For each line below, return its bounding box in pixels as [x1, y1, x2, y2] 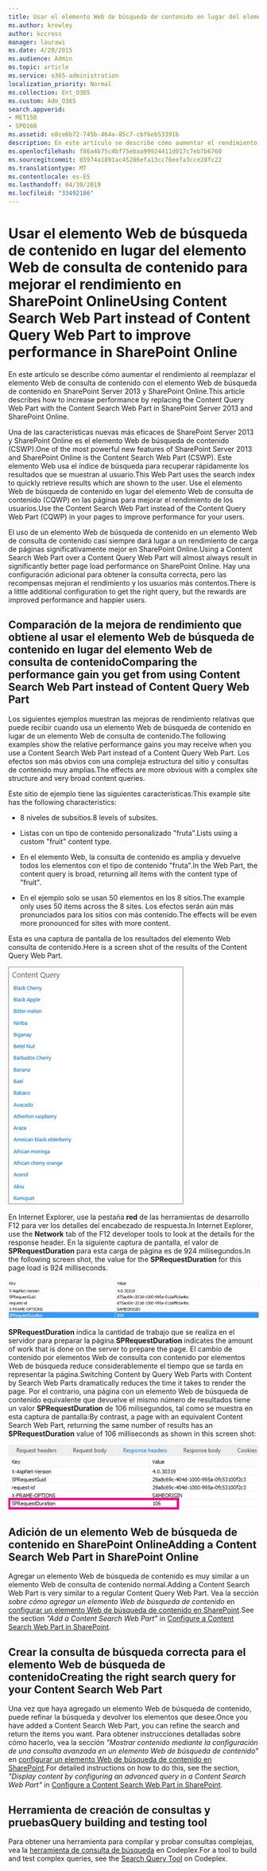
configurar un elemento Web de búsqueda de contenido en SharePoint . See [8, 1606, 254, 1615]
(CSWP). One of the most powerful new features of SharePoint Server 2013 [8, 444, 253, 453]
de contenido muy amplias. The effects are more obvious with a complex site [8, 765, 258, 775]
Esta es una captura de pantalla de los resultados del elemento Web [8, 933, 231, 943]
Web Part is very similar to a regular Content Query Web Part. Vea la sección [8, 1588, 259, 1598]
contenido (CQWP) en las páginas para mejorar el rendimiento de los [8, 495, 234, 504]
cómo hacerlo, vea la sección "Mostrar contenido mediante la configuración [8, 1738, 258, 1747]
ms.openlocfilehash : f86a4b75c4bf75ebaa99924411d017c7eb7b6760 [8, 147, 222, 155]
